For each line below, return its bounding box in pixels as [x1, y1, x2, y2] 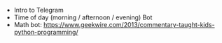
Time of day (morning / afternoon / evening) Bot [13, 13, 153, 21]
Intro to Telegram [13, 6, 64, 14]
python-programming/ [13, 28, 78, 36]
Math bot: [13, 21, 42, 28]
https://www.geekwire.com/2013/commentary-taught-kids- [43, 21, 215, 28]
